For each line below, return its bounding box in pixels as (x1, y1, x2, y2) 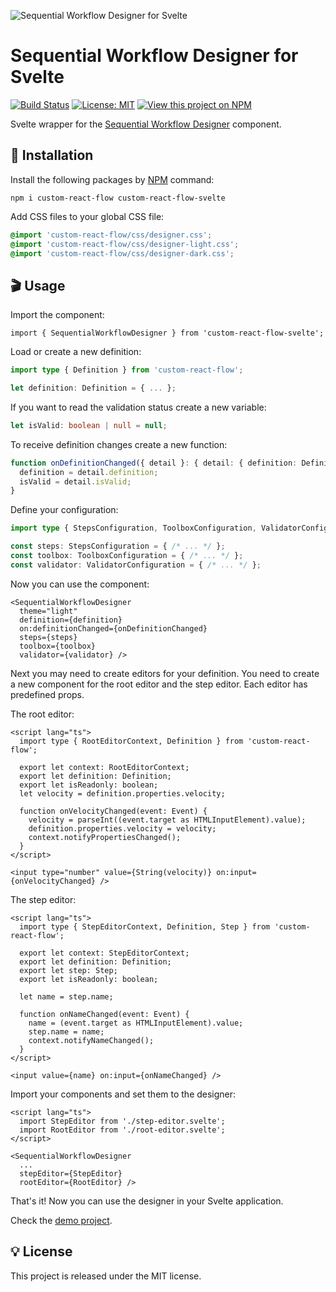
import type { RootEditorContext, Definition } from (19, 736, 244, 746)
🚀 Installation (10, 147, 94, 164)
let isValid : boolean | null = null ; (10, 420, 168, 430)
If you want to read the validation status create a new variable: (10, 401, 267, 413)
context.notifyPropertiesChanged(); (28, 832, 182, 842)
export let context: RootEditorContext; (19, 762, 190, 772)
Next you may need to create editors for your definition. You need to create (10, 667, 320, 679)
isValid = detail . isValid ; (19, 476, 132, 487)
